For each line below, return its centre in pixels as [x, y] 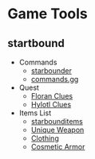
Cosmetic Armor [58, 147]
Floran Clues [52, 96]
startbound [36, 43]
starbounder [51, 71]
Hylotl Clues [51, 105]
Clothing [45, 138]
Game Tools [48, 14]
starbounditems [57, 121]
